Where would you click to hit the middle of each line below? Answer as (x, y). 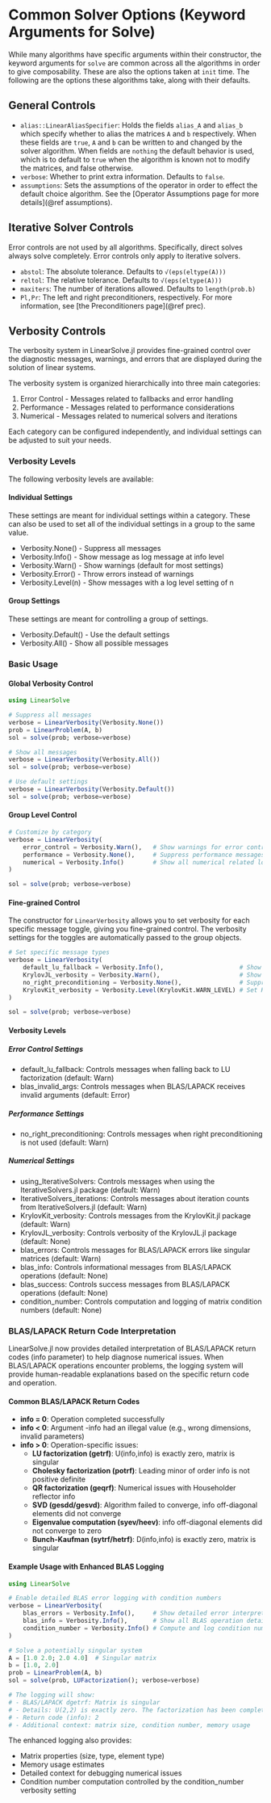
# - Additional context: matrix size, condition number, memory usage (129, 1725)
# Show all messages (43, 752)
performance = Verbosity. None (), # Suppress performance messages (144, 855)
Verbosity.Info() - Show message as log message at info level (122, 557)
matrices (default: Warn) (60, 1259)
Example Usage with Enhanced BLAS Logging (86, 1566)
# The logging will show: (52, 1695)
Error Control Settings (46, 1049)
